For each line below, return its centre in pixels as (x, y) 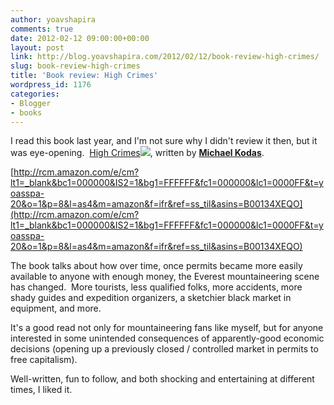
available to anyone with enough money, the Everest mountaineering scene (165, 277)
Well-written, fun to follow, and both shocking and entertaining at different (162, 379)
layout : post (37, 47)
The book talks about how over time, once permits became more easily (156, 266)
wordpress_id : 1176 (51, 85)
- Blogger (31, 103)
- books (26, 112)
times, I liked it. (41, 390)
